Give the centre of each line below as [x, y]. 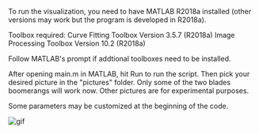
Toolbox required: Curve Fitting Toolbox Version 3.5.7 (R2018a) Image [122, 35]
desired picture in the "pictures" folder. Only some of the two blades [120, 82]
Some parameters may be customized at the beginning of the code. [118, 106]
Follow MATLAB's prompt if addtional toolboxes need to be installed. [120, 59]
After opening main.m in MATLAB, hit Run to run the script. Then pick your [129, 74]
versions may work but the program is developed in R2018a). [107, 20]
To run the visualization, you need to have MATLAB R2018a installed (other [130, 11]
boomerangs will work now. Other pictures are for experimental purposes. [129, 91]
